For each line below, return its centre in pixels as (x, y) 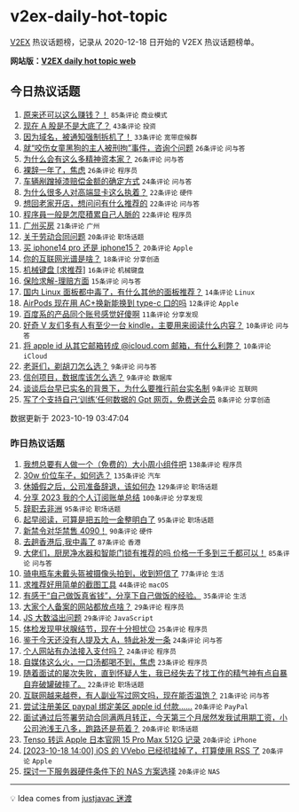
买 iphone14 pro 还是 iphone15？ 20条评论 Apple (108, 247)
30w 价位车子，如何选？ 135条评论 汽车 (92, 475)
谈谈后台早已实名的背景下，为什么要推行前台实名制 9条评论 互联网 (140, 388)
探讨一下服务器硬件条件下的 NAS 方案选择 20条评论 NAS (122, 771)
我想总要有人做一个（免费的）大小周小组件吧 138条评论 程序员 (133, 465)
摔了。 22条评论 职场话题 (103, 684)
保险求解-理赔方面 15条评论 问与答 (82, 280)
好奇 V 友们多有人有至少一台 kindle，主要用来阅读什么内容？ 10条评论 (148, 324)
